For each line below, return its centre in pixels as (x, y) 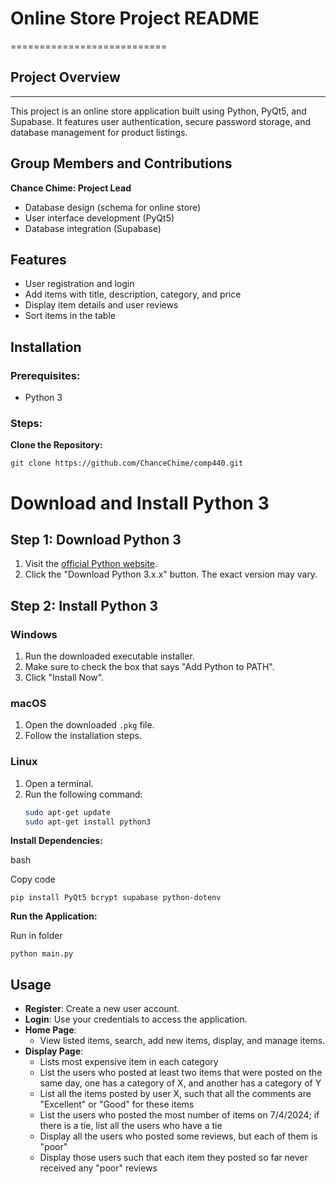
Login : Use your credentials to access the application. (136, 1019)
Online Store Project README (135, 18)
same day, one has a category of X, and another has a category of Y (180, 1083)
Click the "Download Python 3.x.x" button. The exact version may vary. (171, 574)
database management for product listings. (99, 132)
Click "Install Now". (64, 678)
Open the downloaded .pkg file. (89, 725)
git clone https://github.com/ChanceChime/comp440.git (127, 463)
